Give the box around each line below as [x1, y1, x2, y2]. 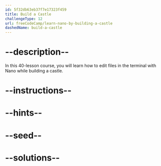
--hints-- [5, 107, 43, 119]
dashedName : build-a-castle [5, 25, 63, 30]
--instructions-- [5, 85, 72, 96]
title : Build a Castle [5, 12, 51, 17]
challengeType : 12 [5, 16, 43, 21]
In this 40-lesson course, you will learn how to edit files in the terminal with [5, 63, 157, 69]
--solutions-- [5, 152, 60, 163]
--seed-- [5, 130, 42, 141]
